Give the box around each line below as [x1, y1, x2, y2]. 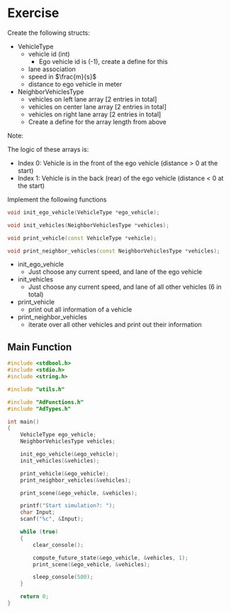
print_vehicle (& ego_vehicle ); [20, 470, 110, 477]
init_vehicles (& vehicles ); [20, 457, 100, 464]
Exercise [7, 5, 60, 21]
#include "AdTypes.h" [7, 405, 72, 412]
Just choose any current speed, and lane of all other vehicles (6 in [28, 282, 222, 292]
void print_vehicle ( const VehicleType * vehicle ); [7, 234, 157, 242]
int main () [7, 418, 40, 425]
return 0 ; [20, 593, 50, 600]
